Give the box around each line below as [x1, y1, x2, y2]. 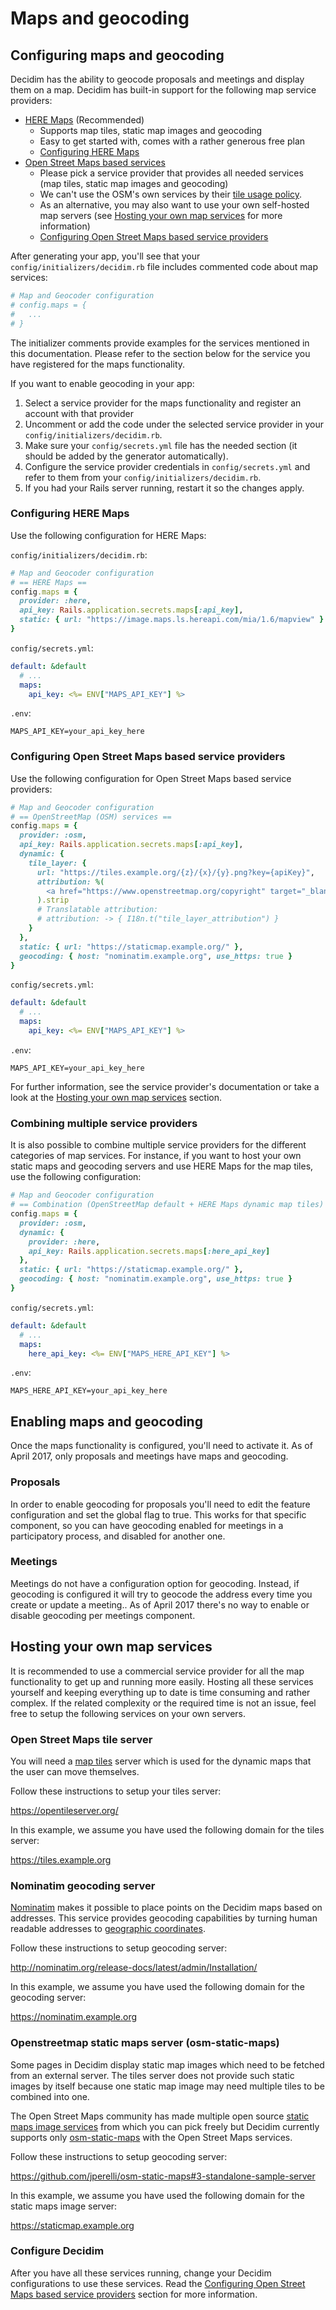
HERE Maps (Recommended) [24, 114, 145, 126]
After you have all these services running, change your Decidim [10, 2267, 272, 2279]
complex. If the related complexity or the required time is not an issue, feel [10, 1697, 317, 1709]
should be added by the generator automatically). [24, 450, 229, 462]
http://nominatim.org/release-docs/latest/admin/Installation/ [10, 1962, 258, 1974]
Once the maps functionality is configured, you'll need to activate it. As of [10, 1440, 313, 1452]
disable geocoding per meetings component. [10, 1609, 196, 1621]
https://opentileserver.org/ [10, 1804, 119, 1816]
